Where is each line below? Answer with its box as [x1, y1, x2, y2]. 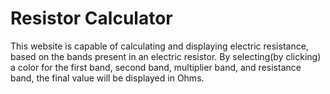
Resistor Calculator [10, 7, 173, 30]
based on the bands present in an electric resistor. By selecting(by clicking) [10, 50, 322, 62]
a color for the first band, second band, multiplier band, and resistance [10, 61, 302, 73]
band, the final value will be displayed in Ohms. [10, 72, 205, 84]
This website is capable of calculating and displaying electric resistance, [10, 40, 309, 52]
